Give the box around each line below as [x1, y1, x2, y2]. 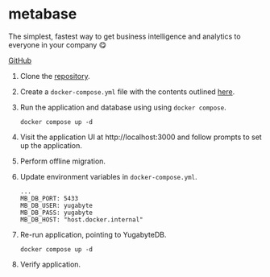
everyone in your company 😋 [8, 39, 107, 49]
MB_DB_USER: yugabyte [19, 201, 93, 209]
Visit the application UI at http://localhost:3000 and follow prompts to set [19, 132, 262, 142]
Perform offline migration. [19, 156, 106, 166]
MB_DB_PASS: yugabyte [19, 209, 93, 217]
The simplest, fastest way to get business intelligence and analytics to [8, 31, 241, 41]
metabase [8, 5, 77, 23]
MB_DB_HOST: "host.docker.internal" [19, 215, 143, 224]
